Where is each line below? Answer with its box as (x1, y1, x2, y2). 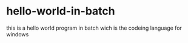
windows (6, 30, 29, 38)
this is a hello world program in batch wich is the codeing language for (6, 24, 182, 31)
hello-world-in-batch (6, 4, 115, 18)
